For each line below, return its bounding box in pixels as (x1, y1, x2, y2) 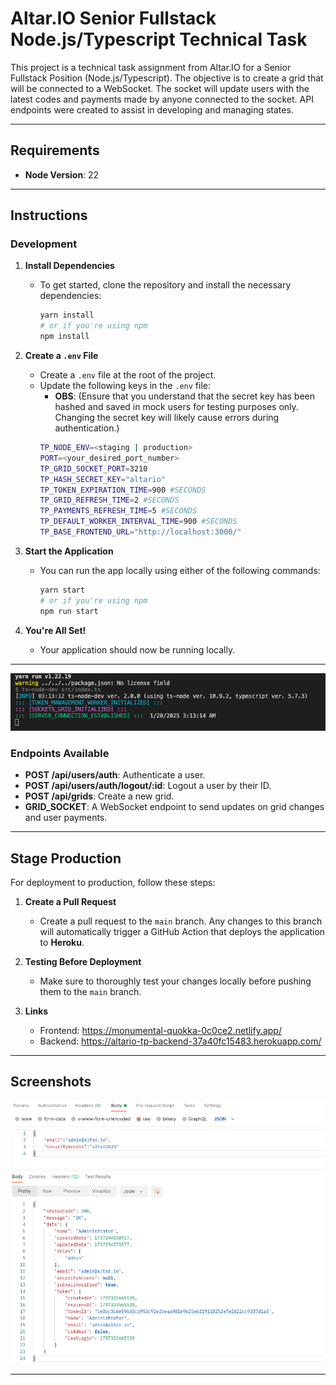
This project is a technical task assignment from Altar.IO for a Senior (10, 61, 292, 73)
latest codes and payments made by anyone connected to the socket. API (10, 93, 314, 105)
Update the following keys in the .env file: (39, 380, 212, 392)
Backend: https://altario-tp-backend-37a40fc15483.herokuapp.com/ (39, 1035, 322, 1047)
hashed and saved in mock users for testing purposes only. (54, 401, 299, 413)
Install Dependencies (24, 260, 115, 272)
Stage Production (10, 850, 122, 867)
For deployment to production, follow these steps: (10, 877, 216, 889)
